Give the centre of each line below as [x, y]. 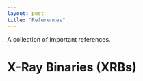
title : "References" [37, 20]
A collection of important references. [59, 39]
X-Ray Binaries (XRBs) [72, 67]
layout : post [26, 13]
